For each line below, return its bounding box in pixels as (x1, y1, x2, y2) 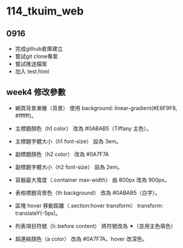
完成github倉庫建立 (14, 45, 63, 52)
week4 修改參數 (6, 87, 66, 97)
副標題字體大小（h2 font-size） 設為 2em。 (14, 163, 123, 171)
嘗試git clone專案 (14, 53, 59, 60)
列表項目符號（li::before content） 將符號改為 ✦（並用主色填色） (14, 222, 176, 229)
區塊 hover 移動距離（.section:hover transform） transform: (14, 201, 164, 209)
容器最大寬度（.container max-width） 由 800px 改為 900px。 (14, 176, 170, 183)
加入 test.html (14, 68, 50, 75)
